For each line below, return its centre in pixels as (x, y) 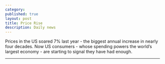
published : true (22, 14)
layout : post (18, 18)
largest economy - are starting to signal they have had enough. (69, 52)
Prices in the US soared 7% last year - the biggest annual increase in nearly (82, 41)
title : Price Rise (24, 23)
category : (15, 9)
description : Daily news (30, 28)
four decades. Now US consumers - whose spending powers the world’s (79, 47)
